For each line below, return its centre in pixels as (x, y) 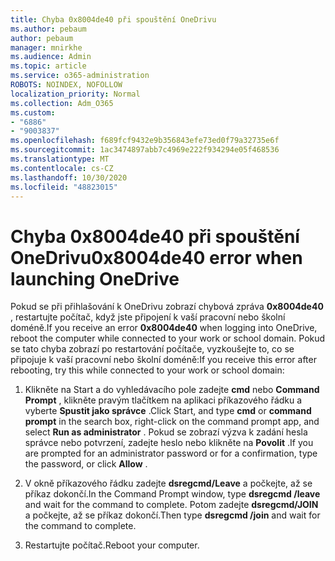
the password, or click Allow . (86, 464)
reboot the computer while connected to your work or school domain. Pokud (168, 338)
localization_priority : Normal (75, 94)
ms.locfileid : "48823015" (64, 187)
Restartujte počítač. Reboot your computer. (112, 545)
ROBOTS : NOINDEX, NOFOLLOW (66, 85)
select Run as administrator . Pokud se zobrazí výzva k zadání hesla (166, 432)
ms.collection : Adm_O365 (62, 103)
